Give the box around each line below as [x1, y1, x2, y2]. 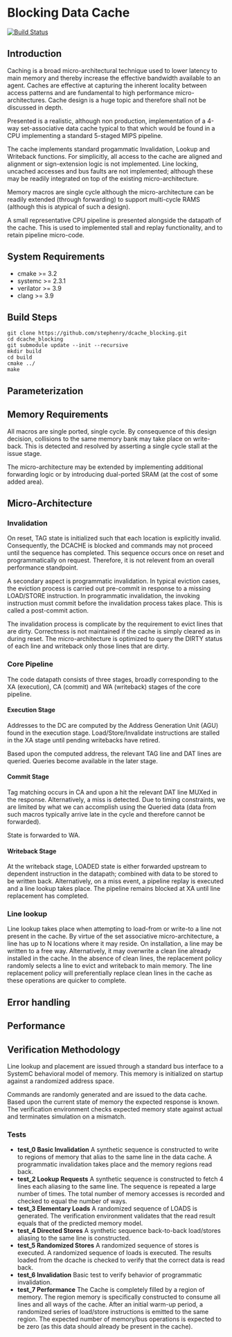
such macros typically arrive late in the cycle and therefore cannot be [7, 810, 206, 818]
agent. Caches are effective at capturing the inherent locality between [7, 81, 207, 90]
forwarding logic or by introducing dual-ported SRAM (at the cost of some [7, 470, 218, 478]
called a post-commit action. [7, 606, 89, 615]
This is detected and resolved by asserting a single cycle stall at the [24, 442, 218, 450]
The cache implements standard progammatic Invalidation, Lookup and [7, 144, 211, 153]
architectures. [7, 96, 47, 104]
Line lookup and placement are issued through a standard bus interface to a [7, 1062, 224, 1071]
